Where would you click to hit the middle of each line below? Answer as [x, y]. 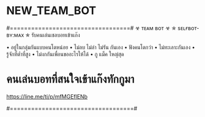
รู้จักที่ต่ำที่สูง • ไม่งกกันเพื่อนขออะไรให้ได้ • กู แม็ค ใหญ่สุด [65, 54]
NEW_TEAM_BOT [51, 11]
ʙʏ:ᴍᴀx [15, 35]
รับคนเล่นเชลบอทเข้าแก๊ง [56, 35]
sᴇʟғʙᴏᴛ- [188, 28]
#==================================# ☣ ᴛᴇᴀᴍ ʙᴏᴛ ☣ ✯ [91, 28]
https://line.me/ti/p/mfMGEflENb [47, 96]
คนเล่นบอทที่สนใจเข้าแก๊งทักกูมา [70, 79]
